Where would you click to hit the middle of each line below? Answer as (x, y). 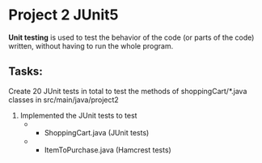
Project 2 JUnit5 (63, 15)
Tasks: (25, 72)
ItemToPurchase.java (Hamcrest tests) (108, 150)
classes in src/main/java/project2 (63, 100)
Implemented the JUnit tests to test (78, 115)
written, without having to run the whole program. (91, 45)
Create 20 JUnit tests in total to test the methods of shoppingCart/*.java (128, 91)
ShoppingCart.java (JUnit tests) (97, 132)
